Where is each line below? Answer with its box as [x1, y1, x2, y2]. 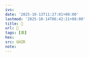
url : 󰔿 [5, 26, 19, 31]
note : [5, 44, 16, 49]
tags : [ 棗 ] [5, 30, 27, 35]
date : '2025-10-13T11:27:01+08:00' [5, 12, 79, 17]
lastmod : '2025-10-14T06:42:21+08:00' [5, 16, 86, 21]
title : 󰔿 [5, 21, 23, 26]
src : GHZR [5, 40, 26, 45]
